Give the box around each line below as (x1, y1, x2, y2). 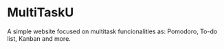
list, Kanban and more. (7, 34, 71, 42)
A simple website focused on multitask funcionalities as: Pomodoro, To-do (7, 27, 218, 35)
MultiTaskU (7, 5, 74, 20)
